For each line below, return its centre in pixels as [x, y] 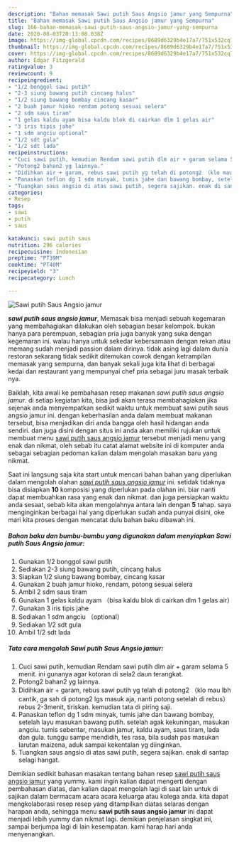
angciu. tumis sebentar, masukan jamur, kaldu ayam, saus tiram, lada [119, 729]
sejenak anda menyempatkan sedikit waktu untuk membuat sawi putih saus [118, 408]
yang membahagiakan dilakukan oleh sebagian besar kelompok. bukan [112, 326]
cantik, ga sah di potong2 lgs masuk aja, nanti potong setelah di [111, 698]
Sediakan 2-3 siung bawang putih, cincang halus [90, 569]
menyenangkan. [32, 834]
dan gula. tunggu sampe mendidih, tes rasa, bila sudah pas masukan [118, 737]
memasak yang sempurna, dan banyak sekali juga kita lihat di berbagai [112, 363]
